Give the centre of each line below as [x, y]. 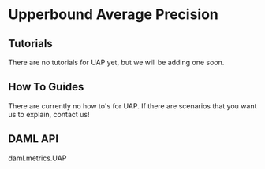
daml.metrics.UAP [37, 158]
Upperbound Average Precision [114, 15]
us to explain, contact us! [49, 114]
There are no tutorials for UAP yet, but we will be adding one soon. [116, 62]
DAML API [34, 139]
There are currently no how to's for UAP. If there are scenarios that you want [132, 106]
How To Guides [46, 87]
